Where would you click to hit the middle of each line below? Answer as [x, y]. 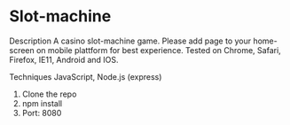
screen [22, 50]
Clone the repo [49, 94]
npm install [42, 103]
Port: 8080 [42, 113]
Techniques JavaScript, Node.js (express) [86, 76]
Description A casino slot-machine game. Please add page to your [130, 41]
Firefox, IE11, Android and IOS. [64, 59]
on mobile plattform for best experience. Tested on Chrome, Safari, [158, 50]
